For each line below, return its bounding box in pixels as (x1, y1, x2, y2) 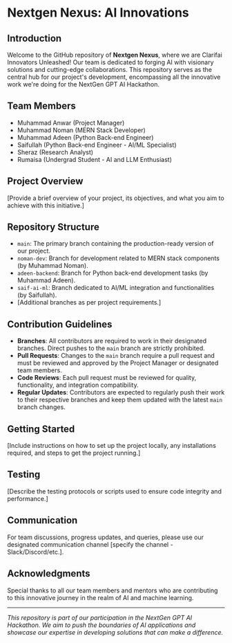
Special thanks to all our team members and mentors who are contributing (7, 586, 218, 595)
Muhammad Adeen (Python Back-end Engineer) (17, 133, 154, 141)
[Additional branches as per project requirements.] (17, 298, 162, 307)
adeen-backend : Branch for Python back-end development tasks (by (17, 269, 209, 278)
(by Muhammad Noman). (17, 262, 88, 270)
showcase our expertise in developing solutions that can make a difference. (7, 628, 224, 636)
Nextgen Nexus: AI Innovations (7, 5, 189, 21)
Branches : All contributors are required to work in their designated (17, 337, 207, 345)
